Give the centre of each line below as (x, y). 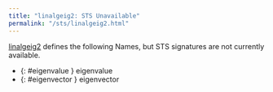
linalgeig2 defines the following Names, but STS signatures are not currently (136, 46)
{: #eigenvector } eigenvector (70, 79)
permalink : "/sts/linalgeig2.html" (69, 23)
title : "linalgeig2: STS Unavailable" (74, 16)
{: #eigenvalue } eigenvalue (66, 70)
